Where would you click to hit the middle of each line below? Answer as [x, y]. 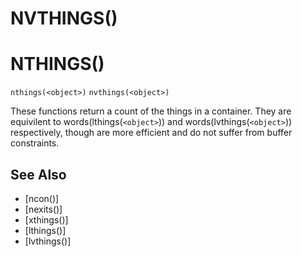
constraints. [35, 143]
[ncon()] [42, 198]
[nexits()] [43, 209]
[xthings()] [46, 219]
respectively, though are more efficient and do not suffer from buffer [151, 133]
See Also [38, 174]
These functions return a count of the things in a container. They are [151, 111]
